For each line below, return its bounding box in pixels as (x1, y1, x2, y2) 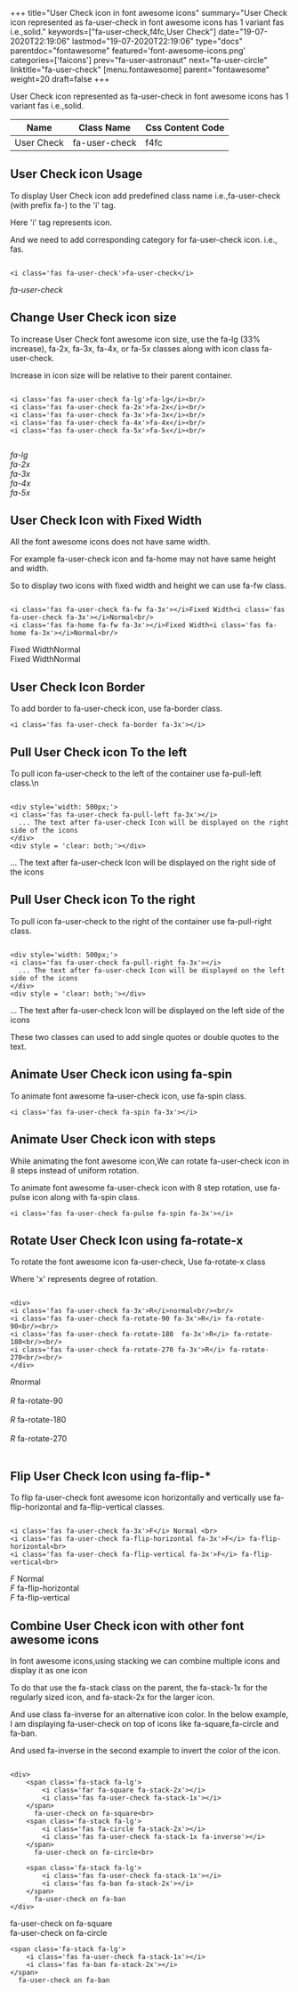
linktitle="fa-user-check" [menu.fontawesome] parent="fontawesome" (10, 64, 270, 75)
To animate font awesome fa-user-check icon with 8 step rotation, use (10, 1182, 269, 1193)
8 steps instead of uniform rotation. (10, 1165, 140, 1175)
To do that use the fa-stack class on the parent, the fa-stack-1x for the (10, 1682, 268, 1693)
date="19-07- (218, 27, 268, 36)
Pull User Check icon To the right (10, 892, 196, 907)
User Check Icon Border (10, 680, 146, 695)
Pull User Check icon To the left (10, 745, 188, 760)
